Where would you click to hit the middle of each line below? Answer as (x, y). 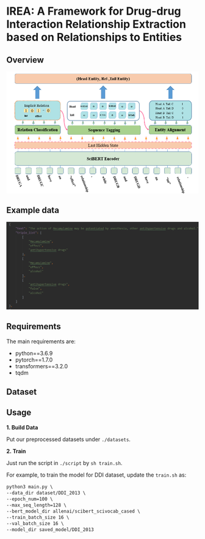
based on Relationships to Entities (94, 37)
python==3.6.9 (34, 353)
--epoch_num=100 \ (30, 499)
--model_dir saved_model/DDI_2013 (50, 530)
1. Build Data (22, 427)
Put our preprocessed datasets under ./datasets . (69, 439)
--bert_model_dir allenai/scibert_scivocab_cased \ (73, 511)
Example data (33, 210)
